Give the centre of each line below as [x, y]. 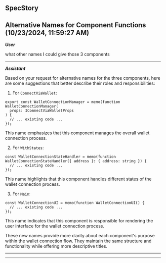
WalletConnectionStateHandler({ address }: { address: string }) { [76, 161]
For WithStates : [28, 148]
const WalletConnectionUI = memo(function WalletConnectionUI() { [75, 203]
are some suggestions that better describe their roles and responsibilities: [80, 83]
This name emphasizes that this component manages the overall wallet [77, 133]
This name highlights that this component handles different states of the [78, 179]
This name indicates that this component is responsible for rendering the [79, 221]
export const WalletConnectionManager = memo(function [63, 102]
